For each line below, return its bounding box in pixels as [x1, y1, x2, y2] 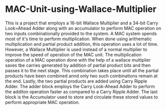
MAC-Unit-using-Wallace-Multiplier [5, 3, 157, 15]
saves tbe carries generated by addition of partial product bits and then [5, 62, 151, 68]
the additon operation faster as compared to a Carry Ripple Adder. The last [5, 89, 158, 95]
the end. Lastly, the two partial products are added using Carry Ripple [5, 78, 147, 84]
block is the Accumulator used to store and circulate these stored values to [5, 94, 159, 100]
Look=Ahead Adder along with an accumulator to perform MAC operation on [5, 25, 162, 31]
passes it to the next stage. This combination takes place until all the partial [5, 67, 159, 73]
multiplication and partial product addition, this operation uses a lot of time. [5, 41, 159, 47]
